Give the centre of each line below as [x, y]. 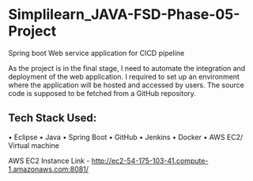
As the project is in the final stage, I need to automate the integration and [127, 68]
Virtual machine [34, 145]
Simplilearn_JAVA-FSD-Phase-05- [124, 15]
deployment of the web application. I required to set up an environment [124, 76]
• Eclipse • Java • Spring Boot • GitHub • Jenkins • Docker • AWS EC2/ [126, 137]
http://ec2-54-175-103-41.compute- [150, 161]
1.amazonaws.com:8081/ [49, 169]
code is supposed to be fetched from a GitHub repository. [102, 93]
